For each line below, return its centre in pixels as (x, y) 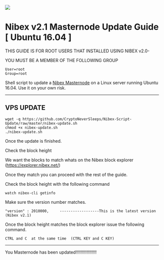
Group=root (16, 73)
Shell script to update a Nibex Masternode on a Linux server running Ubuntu (82, 83)
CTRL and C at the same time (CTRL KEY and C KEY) (60, 238)
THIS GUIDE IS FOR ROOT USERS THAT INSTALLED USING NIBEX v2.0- (77, 51)
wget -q (13, 119)
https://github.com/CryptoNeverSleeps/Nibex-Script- (77, 119)
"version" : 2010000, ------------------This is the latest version (81, 211)
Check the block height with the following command (57, 184)
